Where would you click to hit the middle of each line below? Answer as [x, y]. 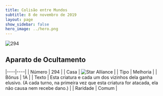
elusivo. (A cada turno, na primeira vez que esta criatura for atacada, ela [82, 83]
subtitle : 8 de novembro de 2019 [41, 15]
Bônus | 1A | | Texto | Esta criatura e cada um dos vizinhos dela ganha [79, 77]
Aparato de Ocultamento [46, 59]
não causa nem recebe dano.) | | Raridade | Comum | [62, 88]
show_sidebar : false [27, 24]
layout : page [19, 19]
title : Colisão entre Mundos [36, 10]
